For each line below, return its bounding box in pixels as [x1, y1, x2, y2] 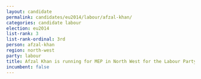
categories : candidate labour [6, 20, 82, 26]
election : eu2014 [6, 25, 50, 31]
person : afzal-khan [6, 42, 55, 48]
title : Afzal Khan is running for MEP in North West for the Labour [6, 58, 181, 64]
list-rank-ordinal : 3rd [6, 36, 66, 42]
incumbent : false [6, 64, 50, 70]
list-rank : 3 [6, 31, 39, 37]
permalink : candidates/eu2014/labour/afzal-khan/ [6, 14, 133, 20]
